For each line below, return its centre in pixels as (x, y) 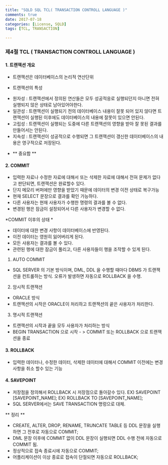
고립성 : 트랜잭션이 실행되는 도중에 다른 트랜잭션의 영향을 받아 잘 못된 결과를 (87, 124)
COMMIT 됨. (25, 444)
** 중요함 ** (24, 154)
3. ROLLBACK (20, 350)
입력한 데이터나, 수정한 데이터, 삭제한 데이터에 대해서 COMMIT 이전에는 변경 (88, 362)
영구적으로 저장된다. (42, 143)
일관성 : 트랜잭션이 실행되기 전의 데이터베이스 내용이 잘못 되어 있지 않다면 (85, 111)
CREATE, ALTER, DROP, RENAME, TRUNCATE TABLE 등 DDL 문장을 (82, 425)
